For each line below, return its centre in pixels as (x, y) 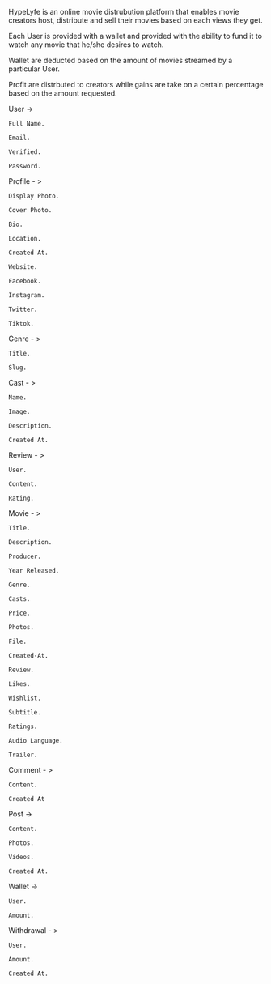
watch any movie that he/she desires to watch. (86, 45)
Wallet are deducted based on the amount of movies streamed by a (121, 60)
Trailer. (23, 755)
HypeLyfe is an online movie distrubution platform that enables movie (124, 12)
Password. (25, 166)
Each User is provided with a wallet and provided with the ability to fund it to (135, 36)
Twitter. (23, 309)
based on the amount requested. (63, 93)
